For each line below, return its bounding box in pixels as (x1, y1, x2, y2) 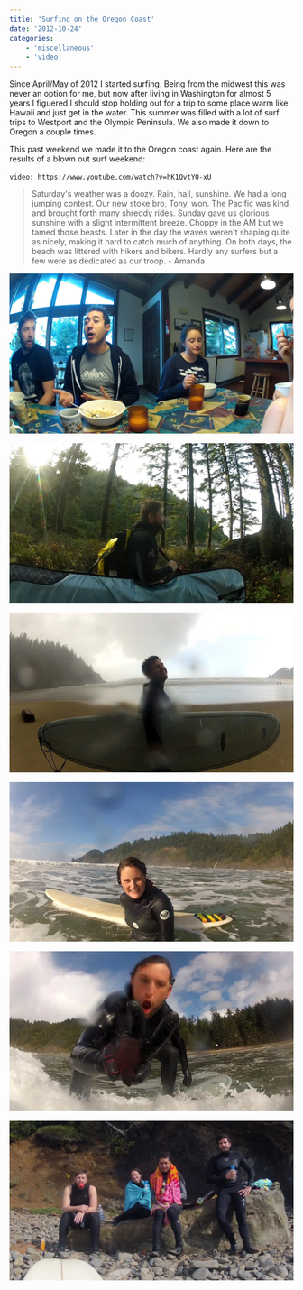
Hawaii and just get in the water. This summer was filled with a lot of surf (9, 107, 280, 118)
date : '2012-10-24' (9, 23, 83, 33)
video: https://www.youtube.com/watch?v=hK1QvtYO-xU (9, 172, 212, 182)
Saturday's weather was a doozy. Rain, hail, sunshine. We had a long (31, 189, 287, 199)
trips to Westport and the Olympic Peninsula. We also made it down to (9, 117, 269, 128)
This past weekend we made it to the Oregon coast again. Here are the (9, 144, 272, 155)
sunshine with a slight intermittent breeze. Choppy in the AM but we (31, 217, 284, 228)
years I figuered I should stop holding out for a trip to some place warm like (9, 97, 289, 108)
